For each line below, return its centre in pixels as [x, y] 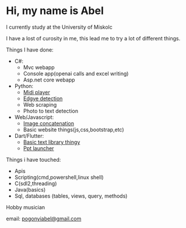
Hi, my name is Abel [55, 11]
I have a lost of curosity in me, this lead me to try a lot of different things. [93, 38]
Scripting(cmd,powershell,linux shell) [59, 177]
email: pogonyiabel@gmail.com [44, 219]
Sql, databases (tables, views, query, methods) [71, 196]
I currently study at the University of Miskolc [59, 27]
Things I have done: [30, 50]
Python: [24, 86]
